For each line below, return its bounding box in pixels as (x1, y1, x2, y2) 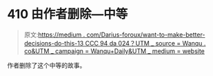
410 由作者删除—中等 (7, 6, 128, 22)
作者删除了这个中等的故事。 (7, 61, 86, 69)
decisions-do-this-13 (23, 39, 84, 47)
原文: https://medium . (23, 30, 85, 39)
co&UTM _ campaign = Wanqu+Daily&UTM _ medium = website (23, 46, 205, 55)
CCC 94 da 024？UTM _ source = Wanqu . (85, 39, 206, 47)
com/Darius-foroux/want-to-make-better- (86, 30, 205, 39)
